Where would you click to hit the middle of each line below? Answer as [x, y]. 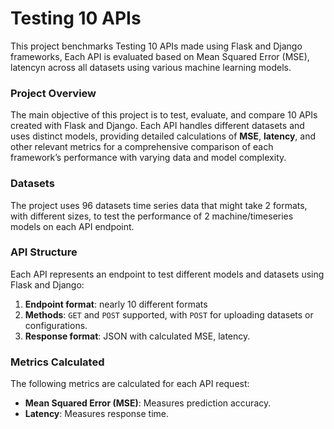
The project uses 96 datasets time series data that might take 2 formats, [159, 205]
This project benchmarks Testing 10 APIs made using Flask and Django [156, 46]
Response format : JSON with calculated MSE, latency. [137, 336]
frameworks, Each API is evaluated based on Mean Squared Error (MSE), [160, 56]
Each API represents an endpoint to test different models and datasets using [167, 274]
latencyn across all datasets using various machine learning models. [151, 67]
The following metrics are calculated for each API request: [130, 384]
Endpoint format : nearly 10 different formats [116, 304]
